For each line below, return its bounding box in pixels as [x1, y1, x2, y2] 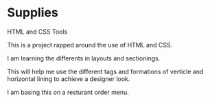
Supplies [7, 5, 58, 21]
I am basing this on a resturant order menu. [7, 88, 129, 96]
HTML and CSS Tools [7, 27, 68, 36]
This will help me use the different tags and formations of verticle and [7, 67, 204, 76]
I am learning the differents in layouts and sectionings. [7, 54, 161, 62]
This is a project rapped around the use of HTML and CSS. [7, 41, 173, 49]
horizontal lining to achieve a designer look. [7, 74, 130, 83]
